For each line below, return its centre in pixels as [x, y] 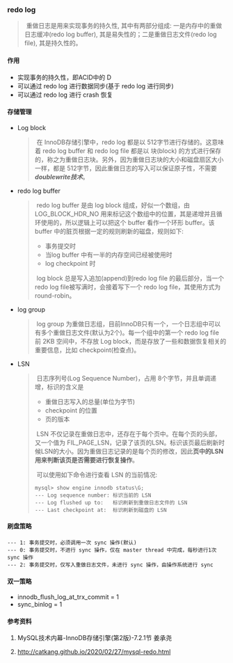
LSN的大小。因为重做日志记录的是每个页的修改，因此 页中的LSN [132, 451]
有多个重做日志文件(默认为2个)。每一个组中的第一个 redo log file [127, 333]
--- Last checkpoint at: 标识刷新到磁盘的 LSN [101, 510]
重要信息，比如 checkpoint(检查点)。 [87, 350]
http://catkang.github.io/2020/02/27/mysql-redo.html [94, 652]
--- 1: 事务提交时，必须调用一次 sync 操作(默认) [72, 543]
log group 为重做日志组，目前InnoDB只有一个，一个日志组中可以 [129, 323]
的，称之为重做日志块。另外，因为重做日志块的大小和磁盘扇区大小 [129, 159]
